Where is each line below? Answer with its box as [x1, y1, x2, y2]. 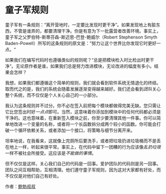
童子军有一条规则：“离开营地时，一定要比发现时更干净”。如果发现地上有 [5, 22, 152, 28]
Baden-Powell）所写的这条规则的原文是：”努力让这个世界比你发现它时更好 [5, 40, 157, 46]
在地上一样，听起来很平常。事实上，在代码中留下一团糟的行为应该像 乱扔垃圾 [5, 144, 161, 150]
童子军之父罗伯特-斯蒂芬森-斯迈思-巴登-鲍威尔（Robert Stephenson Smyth [5, 34, 158, 40]
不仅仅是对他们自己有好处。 [5, 173, 62, 179]
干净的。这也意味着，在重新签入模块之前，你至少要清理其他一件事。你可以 [5, 115, 157, 121]
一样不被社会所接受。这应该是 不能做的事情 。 [5, 150, 96, 156]
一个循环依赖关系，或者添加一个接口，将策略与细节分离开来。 [9, 127, 135, 133]
